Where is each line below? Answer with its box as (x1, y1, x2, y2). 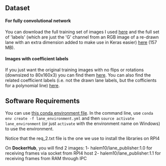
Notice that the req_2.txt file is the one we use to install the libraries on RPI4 (5, 135, 160, 141)
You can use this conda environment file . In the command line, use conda (5, 110, 154, 116)
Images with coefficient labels (5, 56, 68, 62)
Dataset (5, 4, 30, 12)
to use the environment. (5, 125, 54, 131)
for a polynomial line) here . (5, 83, 60, 88)
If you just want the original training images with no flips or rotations (5, 67, 144, 73)
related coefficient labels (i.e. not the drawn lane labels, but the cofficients (5, 77, 157, 83)
